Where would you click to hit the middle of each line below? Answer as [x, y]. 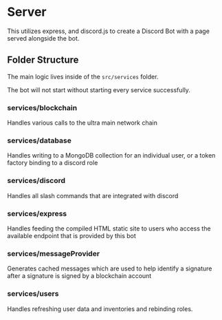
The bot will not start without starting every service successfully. [99, 89]
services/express [37, 213]
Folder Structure [43, 60]
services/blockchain [42, 107]
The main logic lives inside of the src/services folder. [83, 76]
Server [27, 12]
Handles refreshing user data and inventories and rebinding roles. [100, 309]
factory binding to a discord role [53, 163]
